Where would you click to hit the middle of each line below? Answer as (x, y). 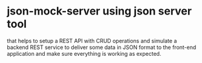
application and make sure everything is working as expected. (84, 53)
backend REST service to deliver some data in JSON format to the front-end (102, 47)
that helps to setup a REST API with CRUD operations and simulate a (92, 41)
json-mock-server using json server (99, 11)
